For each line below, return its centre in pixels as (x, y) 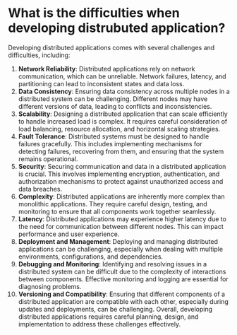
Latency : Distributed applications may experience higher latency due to (122, 219)
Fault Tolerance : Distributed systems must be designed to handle (114, 136)
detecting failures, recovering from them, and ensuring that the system (121, 151)
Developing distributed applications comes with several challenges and (111, 47)
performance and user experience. (69, 234)
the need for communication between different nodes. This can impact (121, 226)
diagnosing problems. (50, 286)
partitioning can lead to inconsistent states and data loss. (101, 83)
